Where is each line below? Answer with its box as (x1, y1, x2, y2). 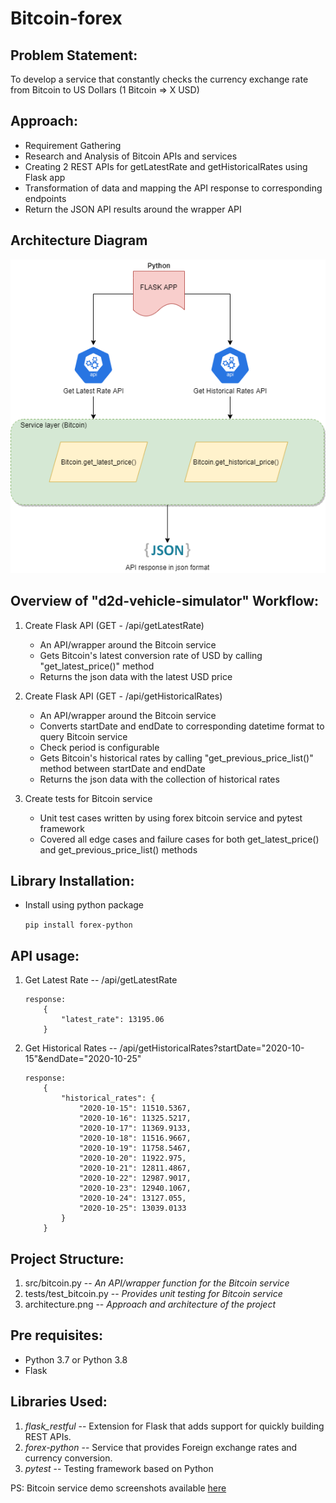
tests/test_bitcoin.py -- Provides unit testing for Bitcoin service (24, 1288, 283, 1300)
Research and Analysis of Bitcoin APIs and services (24, 150, 238, 162)
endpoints (24, 192, 67, 204)
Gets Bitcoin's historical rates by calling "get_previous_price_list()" (39, 752, 314, 764)
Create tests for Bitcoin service (24, 792, 153, 804)
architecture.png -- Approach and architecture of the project (24, 1298, 276, 1311)
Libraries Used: (10, 1393, 108, 1411)
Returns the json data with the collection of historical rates (39, 773, 280, 785)
